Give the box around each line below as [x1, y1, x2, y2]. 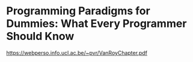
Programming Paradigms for [6, 4, 150, 18]
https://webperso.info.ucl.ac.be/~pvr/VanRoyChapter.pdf [6, 49, 147, 56]
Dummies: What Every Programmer [6, 17, 187, 30]
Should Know [6, 30, 75, 43]
